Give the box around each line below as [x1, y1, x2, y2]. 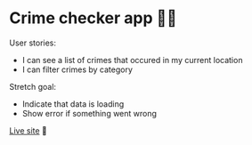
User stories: [9, 37, 56, 48]
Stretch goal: [9, 81, 56, 92]
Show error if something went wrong [21, 108, 158, 118]
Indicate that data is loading [21, 98, 125, 109]
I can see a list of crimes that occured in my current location [21, 54, 243, 65]
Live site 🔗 [9, 125, 47, 136]
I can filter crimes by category [21, 64, 134, 75]
